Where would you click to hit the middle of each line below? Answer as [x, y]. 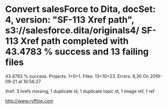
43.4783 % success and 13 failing [77, 52]
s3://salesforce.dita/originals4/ [72, 30]
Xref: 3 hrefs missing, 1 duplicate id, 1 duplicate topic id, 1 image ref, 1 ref [80, 91]
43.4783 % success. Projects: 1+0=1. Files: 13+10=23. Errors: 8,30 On [77, 76]
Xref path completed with [74, 41]
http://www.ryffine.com [29, 100]
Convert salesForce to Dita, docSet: [80, 9]
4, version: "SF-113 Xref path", [70, 20]
